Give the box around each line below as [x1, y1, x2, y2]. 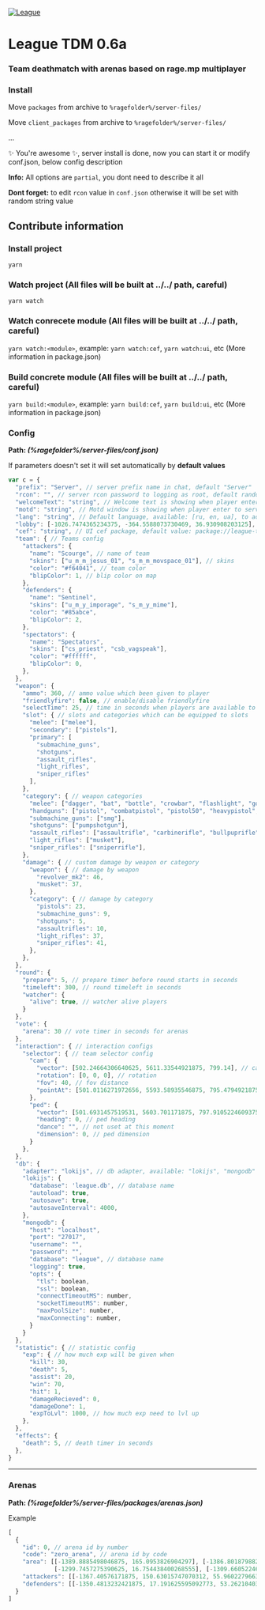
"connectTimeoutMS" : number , [36, 1292, 132, 1300]
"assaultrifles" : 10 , [36, 924, 108, 932]
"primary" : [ [28, 733, 73, 741]
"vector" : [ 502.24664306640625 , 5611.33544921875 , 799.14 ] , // [36, 1064, 248, 1072]
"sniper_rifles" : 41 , [36, 939, 108, 947]
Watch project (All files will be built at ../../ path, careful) [8, 279, 228, 290]
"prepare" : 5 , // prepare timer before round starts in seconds [22, 976, 238, 984]
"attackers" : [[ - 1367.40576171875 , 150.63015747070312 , [22, 1573, 211, 1581]
